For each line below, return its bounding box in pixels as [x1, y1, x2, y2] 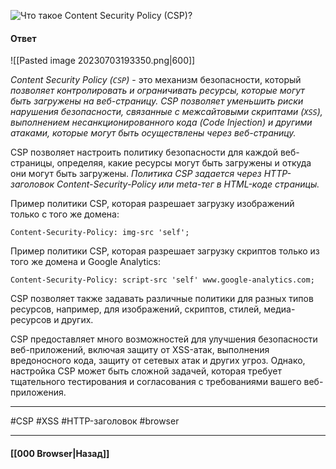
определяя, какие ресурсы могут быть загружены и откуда [56, 157, 312, 169]
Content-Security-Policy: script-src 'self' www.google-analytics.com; [10, 275, 315, 285]
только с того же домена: [10, 208, 120, 220]
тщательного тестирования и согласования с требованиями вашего [10, 376, 302, 388]
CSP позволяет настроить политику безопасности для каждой [10, 146, 278, 159]
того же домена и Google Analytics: [10, 256, 162, 268]
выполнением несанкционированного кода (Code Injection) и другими [10, 116, 313, 129]
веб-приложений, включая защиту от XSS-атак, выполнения [10, 344, 270, 356]
